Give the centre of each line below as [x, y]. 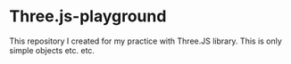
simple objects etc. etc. [52, 50]
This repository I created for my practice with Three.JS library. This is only [146, 41]
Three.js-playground [88, 16]
